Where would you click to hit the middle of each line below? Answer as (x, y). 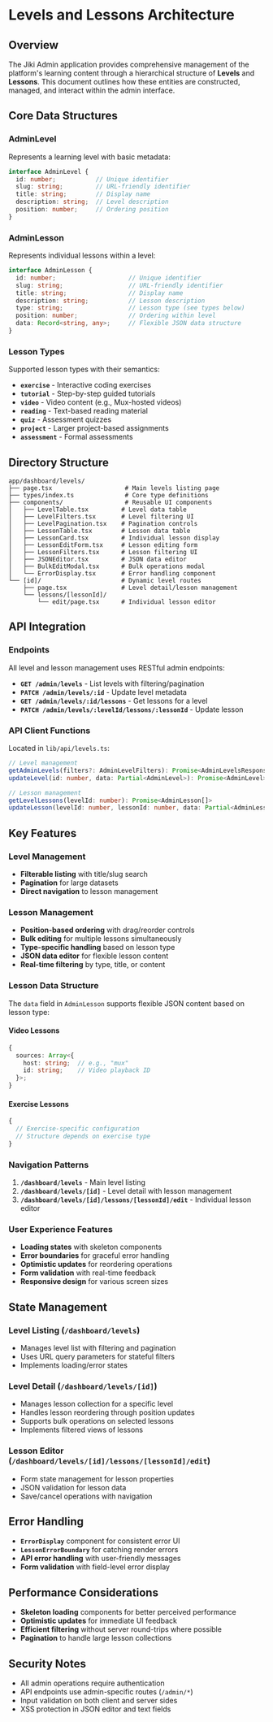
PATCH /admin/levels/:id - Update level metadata (103, 692)
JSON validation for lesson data (73, 1487)
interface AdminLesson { (50, 271)
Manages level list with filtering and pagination (98, 1348)
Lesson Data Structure (54, 986)
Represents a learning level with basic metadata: (89, 157)
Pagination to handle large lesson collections (96, 1638)
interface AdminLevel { (49, 171)
